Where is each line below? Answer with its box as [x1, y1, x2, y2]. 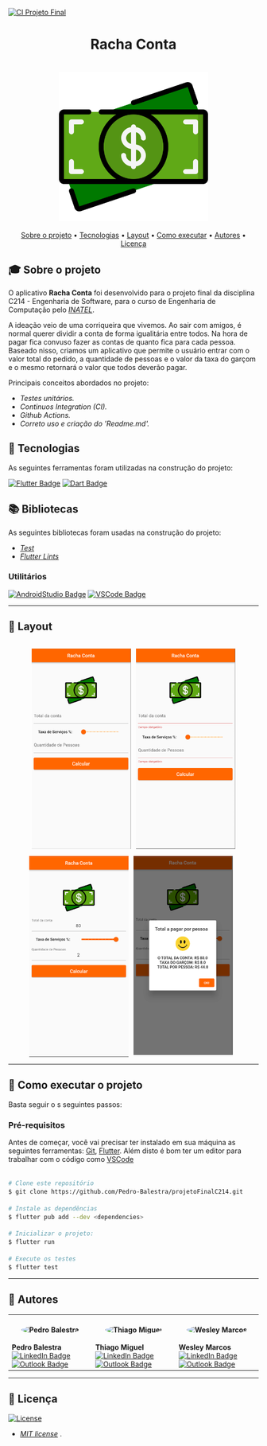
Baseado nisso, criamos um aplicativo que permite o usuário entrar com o [8, 345, 250, 355]
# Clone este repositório [8, 1179, 94, 1187]
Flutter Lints [19, 552, 60, 561]
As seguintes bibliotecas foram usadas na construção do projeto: [8, 528, 222, 537]
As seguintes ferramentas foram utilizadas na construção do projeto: [8, 462, 233, 473]
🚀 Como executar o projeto [8, 1078, 143, 1092]
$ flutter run [8, 1238, 56, 1246]
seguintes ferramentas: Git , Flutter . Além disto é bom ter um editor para [8, 1146, 242, 1156]
